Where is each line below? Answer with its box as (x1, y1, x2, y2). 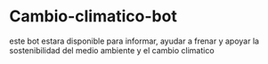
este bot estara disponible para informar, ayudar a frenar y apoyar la (9, 36, 260, 46)
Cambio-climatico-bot (9, 6, 178, 27)
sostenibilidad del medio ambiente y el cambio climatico (9, 44, 215, 55)
